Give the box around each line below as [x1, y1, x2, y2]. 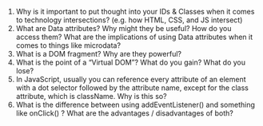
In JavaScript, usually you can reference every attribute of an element [15, 75, 246, 84]
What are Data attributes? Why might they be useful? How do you [15, 24, 232, 33]
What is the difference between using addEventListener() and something [15, 100, 256, 109]
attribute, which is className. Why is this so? [15, 92, 167, 100]
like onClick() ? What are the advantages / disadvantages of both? [15, 108, 233, 118]
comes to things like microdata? [15, 41, 122, 50]
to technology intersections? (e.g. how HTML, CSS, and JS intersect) [15, 15, 243, 25]
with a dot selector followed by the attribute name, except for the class [15, 83, 249, 93]
